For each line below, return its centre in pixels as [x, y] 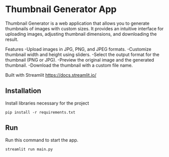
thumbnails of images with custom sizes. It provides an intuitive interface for [84, 28]
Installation [23, 91]
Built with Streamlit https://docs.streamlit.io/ [51, 75]
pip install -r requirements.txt [40, 112]
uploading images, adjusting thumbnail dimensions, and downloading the [81, 34]
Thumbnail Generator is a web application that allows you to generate [77, 23]
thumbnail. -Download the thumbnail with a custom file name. [69, 65]
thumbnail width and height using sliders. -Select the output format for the [82, 55]
